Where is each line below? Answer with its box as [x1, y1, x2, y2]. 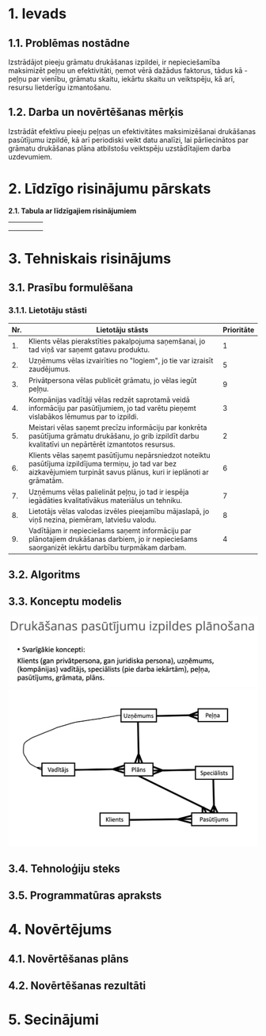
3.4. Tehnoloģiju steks [8, 861, 120, 875]
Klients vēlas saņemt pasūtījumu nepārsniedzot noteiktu [28, 451, 211, 460]
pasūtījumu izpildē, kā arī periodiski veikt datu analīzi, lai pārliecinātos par [8, 135, 249, 144]
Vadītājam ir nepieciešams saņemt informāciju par [28, 526, 192, 535]
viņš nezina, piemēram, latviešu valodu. [28, 515, 157, 524]
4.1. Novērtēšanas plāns [8, 952, 129, 965]
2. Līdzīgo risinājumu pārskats [8, 180, 211, 198]
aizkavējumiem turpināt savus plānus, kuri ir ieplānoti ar [28, 467, 209, 477]
